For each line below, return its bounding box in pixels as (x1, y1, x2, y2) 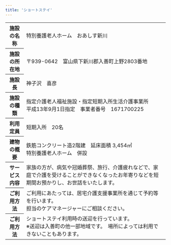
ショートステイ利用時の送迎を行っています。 (26, 215, 133, 222)
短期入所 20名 (26, 123, 64, 130)
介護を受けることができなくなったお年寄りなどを (36, 171, 154, 178)
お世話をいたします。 (67, 179, 118, 186)
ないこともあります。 (31, 230, 82, 237)
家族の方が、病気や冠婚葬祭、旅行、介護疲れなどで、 (26, 164, 154, 171)
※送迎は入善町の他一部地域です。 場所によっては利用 (26, 223, 154, 230)
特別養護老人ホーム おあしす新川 (26, 32, 108, 39)
